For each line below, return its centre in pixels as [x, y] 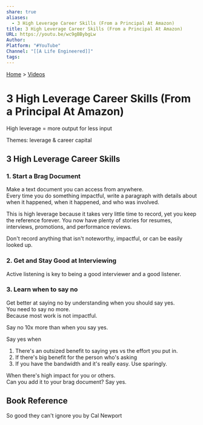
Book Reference [37, 401]
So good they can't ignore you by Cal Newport [64, 415]
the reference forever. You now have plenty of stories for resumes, [89, 220]
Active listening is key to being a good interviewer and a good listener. [94, 274]
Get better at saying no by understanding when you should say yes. [91, 303]
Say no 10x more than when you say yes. [57, 327]
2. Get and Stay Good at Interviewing [62, 261]
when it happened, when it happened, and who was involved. [83, 202]
